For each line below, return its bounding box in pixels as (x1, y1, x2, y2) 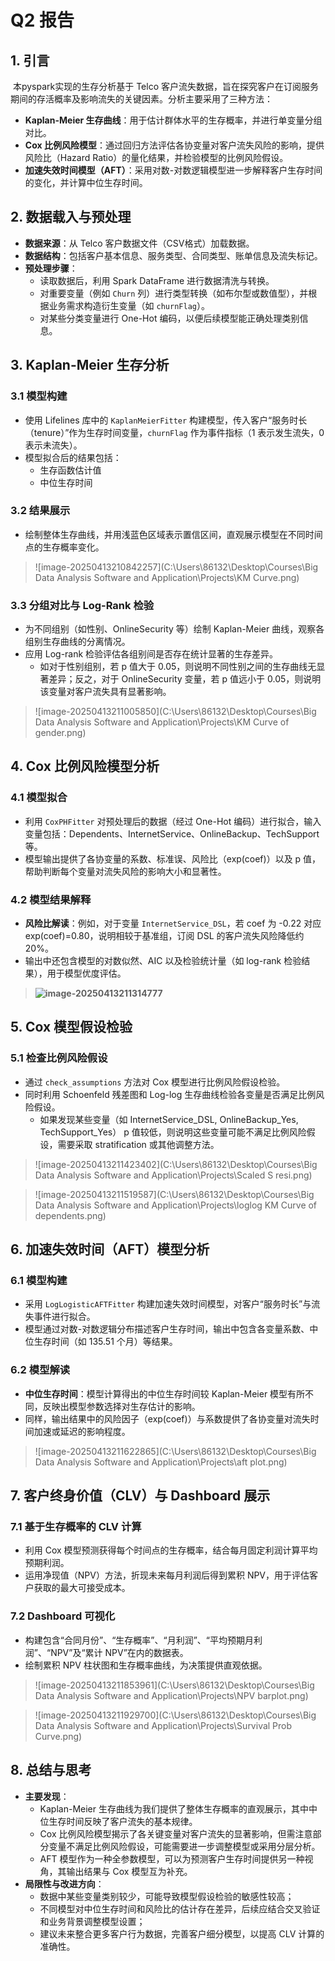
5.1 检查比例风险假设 (10, 1051, 108, 1065)
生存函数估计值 (39, 464, 102, 476)
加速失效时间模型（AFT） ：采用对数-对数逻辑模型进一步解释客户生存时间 (24, 164, 323, 176)
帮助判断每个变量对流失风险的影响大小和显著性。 (24, 865, 227, 877)
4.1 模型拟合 (10, 791, 68, 805)
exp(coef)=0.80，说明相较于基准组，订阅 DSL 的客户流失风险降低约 (24, 930, 305, 942)
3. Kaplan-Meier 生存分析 (10, 357, 170, 374)
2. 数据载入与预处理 (10, 209, 132, 226)
